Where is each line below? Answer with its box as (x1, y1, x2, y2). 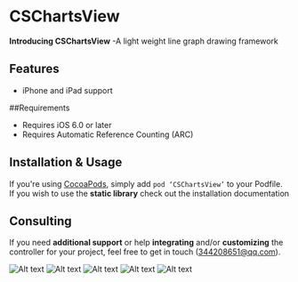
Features (9, 61, 60, 77)
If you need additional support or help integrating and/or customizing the (9, 238, 284, 248)
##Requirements (9, 102, 70, 113)
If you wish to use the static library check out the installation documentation (9, 188, 290, 198)
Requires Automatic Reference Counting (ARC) (21, 129, 194, 140)
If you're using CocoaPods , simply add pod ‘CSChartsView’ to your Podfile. (9, 178, 283, 189)
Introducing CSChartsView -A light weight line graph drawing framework (9, 36, 278, 46)
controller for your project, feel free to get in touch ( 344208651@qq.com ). (9, 246, 281, 257)
